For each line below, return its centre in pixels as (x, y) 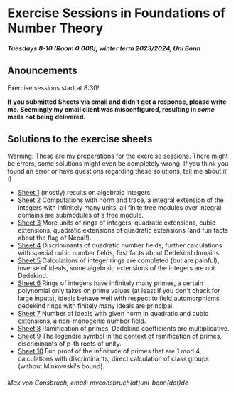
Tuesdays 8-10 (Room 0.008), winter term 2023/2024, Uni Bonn (104, 48)
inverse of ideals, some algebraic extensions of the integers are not (116, 268)
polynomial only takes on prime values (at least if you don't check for (119, 291)
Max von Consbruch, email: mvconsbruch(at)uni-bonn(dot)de (98, 383)
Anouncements (42, 71)
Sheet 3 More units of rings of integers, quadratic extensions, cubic (117, 223)
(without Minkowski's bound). (61, 366)
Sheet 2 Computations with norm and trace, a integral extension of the (120, 200)
